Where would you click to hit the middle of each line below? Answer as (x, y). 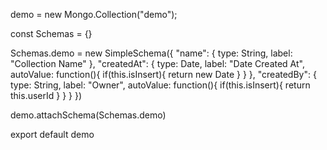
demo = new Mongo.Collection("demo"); (94, 14)
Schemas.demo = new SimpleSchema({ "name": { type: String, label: (151, 53)
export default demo (52, 134)
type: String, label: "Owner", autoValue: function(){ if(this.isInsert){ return (160, 85)
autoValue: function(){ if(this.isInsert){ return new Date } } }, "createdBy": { (163, 74)
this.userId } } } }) (46, 95)
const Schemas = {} (51, 33)
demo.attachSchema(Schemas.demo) (88, 115)
